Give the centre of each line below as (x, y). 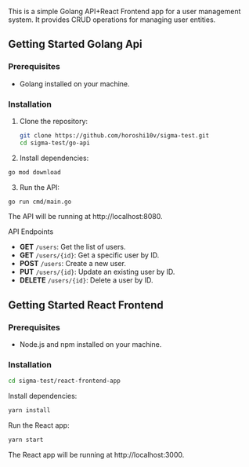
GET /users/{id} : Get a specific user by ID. (89, 255)
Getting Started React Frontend (86, 305)
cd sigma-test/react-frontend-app (65, 381)
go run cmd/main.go (40, 202)
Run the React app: (39, 425)
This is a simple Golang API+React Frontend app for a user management (125, 11)
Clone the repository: (54, 121)
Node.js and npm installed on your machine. (90, 345)
